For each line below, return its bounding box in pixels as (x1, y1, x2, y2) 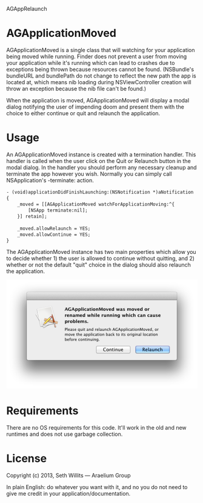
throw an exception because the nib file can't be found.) (6, 85, 147, 92)
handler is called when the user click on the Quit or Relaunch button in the (6, 157, 191, 164)
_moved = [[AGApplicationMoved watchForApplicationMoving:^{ (17, 201, 175, 207)
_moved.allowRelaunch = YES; (17, 225, 91, 232)
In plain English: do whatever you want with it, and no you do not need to (6, 483, 188, 490)
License (6, 451, 47, 465)
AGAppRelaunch (6, 5, 47, 12)
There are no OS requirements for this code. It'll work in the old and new (6, 424, 187, 431)
